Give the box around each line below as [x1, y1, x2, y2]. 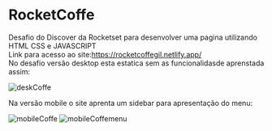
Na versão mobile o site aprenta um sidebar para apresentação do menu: [8, 98, 253, 108]
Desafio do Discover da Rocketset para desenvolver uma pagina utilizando [8, 32, 258, 42]
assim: [8, 66, 31, 76]
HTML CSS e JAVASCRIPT [8, 40, 97, 50]
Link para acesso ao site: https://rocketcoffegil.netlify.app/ [8, 49, 202, 59]
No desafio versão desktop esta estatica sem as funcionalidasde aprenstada [8, 58, 265, 68]
